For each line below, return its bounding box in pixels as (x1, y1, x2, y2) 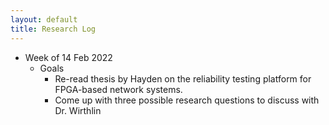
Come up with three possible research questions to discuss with (54, 94, 320, 106)
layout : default (10, 14, 78, 25)
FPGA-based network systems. (54, 83, 183, 95)
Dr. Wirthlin (54, 104, 102, 116)
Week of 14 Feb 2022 (24, 51, 113, 63)
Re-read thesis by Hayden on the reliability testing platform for (54, 72, 312, 85)
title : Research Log (10, 24, 97, 34)
